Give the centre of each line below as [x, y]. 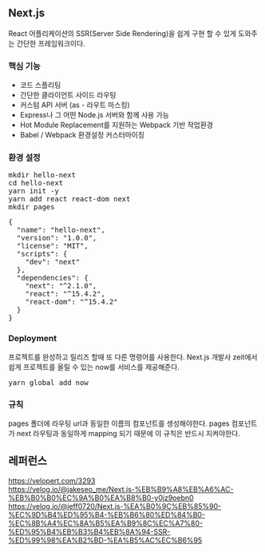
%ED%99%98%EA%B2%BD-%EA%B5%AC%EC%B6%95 [105, 540]
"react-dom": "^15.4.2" [71, 302]
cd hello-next [36, 183]
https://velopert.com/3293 [52, 481]
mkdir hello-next [42, 175]
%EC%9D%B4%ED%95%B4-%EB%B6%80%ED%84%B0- [107, 514]
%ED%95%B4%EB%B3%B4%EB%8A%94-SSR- [89, 531]
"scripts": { [42, 254]
